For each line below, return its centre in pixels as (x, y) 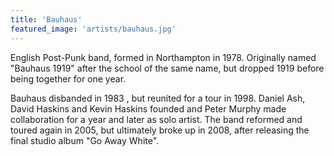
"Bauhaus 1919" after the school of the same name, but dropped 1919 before (167, 68)
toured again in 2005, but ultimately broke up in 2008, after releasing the (160, 130)
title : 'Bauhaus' (46, 19)
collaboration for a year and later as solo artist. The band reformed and (156, 119)
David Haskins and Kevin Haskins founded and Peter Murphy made (148, 108)
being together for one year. (68, 78)
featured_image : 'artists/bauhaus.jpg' (93, 29)
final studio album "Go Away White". (85, 140)
